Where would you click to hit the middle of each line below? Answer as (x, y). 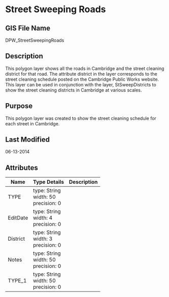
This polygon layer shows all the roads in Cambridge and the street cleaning (85, 68)
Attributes (22, 168)
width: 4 (43, 218)
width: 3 (43, 239)
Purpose (19, 106)
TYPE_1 (17, 281)
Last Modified (27, 140)
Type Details (48, 182)
